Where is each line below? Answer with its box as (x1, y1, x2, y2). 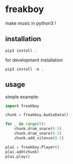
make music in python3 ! (5, 20, 56, 26)
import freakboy (5, 103, 39, 109)
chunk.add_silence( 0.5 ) (14, 135, 64, 140)
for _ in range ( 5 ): (5, 122, 46, 127)
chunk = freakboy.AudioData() (5, 112, 69, 118)
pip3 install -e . (5, 66, 44, 71)
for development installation (5, 57, 63, 63)
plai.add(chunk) (5, 149, 39, 154)
